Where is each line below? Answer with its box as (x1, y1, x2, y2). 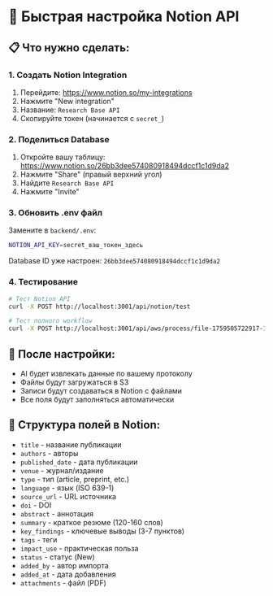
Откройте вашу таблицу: (19, 152, 106, 162)
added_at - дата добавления (19, 569, 116, 579)
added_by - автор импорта (19, 560, 109, 570)
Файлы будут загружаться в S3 (19, 377, 129, 387)
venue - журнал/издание (19, 465, 104, 475)
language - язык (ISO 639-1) (19, 483, 115, 493)
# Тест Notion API (8, 294, 71, 303)
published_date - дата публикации (19, 457, 138, 467)
